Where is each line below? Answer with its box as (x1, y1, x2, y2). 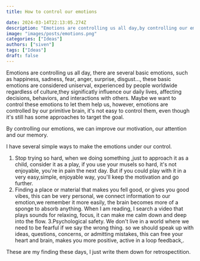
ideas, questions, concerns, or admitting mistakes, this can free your (14, 230, 183, 237)
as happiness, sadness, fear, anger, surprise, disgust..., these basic (6, 75, 171, 82)
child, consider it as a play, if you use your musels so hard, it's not (14, 160, 177, 167)
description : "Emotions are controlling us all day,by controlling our (6, 25, 187, 31)
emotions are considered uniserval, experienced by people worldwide (6, 82, 177, 89)
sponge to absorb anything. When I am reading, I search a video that (14, 205, 183, 212)
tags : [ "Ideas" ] (6, 47, 46, 54)
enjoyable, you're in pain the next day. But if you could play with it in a (14, 167, 186, 174)
